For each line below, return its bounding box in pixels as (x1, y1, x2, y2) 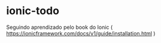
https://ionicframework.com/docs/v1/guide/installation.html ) (6, 29, 156, 37)
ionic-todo (6, 4, 60, 18)
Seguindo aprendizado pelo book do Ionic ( (6, 24, 113, 31)
